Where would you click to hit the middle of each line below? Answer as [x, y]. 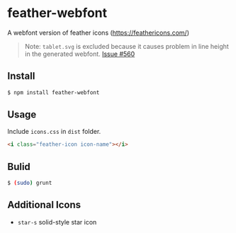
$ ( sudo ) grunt [30, 183]
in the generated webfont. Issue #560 [80, 54]
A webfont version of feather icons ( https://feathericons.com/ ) [99, 33]
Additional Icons [44, 205]
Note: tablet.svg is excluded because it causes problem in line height [127, 46]
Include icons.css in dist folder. [54, 132]
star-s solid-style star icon [57, 222]
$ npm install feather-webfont [54, 92]
